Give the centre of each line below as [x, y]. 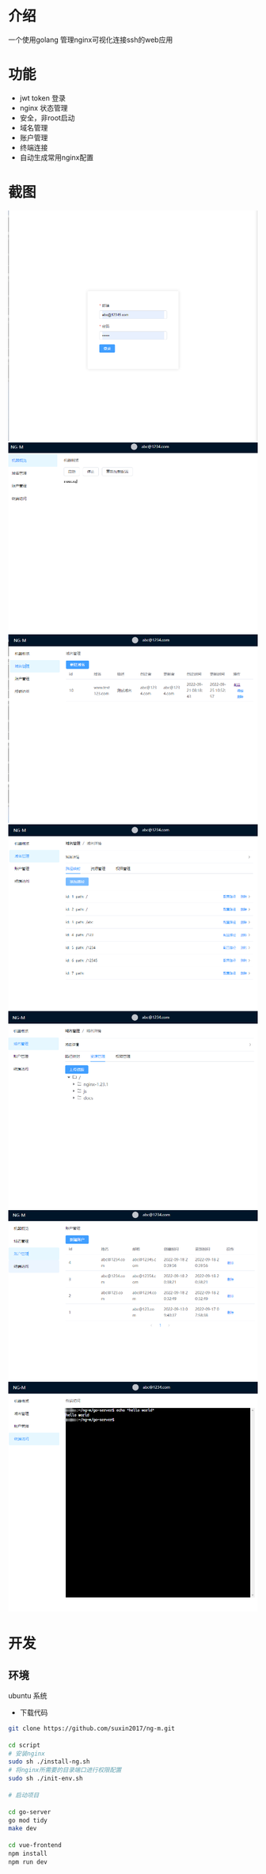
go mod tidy [28, 1820]
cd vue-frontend [35, 1846]
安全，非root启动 [47, 118]
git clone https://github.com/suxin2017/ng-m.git [92, 1728]
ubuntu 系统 [28, 1695]
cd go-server [30, 1812]
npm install [28, 1854]
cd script [25, 1745]
